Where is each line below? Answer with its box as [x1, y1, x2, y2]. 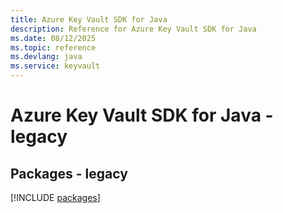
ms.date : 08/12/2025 [10, 33, 97, 43]
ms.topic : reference [10, 42, 97, 53]
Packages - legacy [10, 165, 128, 182]
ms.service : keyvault [10, 61, 101, 71]
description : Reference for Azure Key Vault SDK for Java [10, 24, 257, 34]
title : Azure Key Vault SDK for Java [10, 14, 168, 25]
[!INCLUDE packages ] [10, 192, 101, 203]
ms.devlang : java [10, 52, 83, 62]
